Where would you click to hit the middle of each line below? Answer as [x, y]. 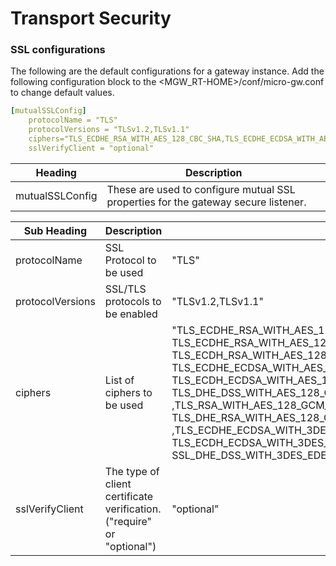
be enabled [131, 314]
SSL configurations [58, 50]
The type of [132, 471]
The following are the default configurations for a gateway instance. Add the [167, 71]
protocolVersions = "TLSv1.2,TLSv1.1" [109, 130]
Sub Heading [55, 230]
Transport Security [91, 18]
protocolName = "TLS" [73, 120]
